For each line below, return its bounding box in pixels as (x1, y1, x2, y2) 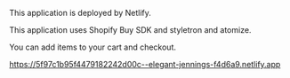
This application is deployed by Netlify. (9, 8, 151, 18)
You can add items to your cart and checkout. (9, 42, 176, 52)
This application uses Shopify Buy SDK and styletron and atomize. (9, 25, 252, 35)
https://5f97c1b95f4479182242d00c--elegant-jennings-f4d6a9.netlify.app (9, 59, 281, 69)
